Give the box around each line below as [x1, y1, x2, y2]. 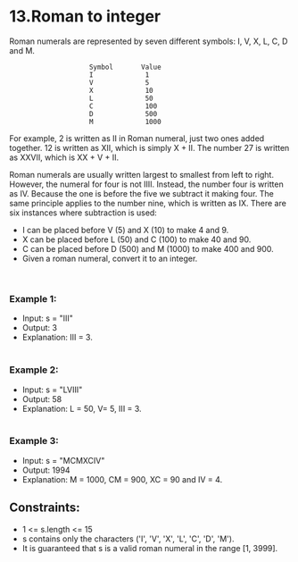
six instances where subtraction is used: [9, 207, 158, 218]
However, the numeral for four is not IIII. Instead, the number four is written [9, 179, 284, 189]
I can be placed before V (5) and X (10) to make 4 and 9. [21, 224, 229, 235]
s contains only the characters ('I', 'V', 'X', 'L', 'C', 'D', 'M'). [21, 533, 235, 544]
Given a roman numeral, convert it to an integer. [21, 253, 198, 264]
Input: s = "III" [21, 313, 74, 323]
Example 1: [9, 292, 57, 305]
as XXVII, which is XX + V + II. [9, 152, 120, 163]
